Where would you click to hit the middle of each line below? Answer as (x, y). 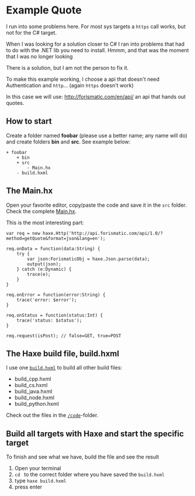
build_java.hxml (33, 391)
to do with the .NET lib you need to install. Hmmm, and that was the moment (97, 50)
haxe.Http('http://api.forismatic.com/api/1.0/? (103, 233)
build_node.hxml (34, 398)
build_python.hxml (37, 404)
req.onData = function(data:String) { (53, 249)
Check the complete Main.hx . (41, 211)
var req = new (23, 233)
